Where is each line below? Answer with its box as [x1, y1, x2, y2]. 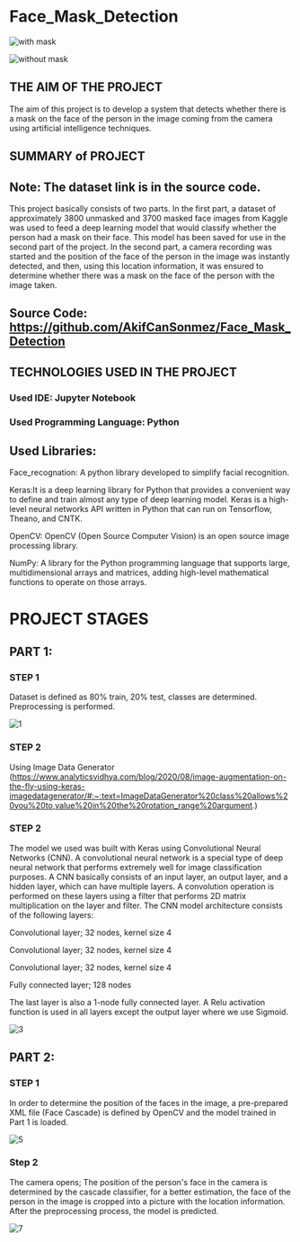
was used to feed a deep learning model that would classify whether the [9, 222, 277, 233]
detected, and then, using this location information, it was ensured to [9, 260, 264, 271]
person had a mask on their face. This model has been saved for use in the [9, 231, 287, 242]
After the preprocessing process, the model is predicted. [9, 1205, 219, 1216]
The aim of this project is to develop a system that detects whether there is [9, 103, 287, 114]
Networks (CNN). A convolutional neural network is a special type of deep [9, 852, 284, 863]
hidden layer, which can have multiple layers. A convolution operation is [9, 880, 275, 892]
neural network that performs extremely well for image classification [9, 861, 262, 872]
